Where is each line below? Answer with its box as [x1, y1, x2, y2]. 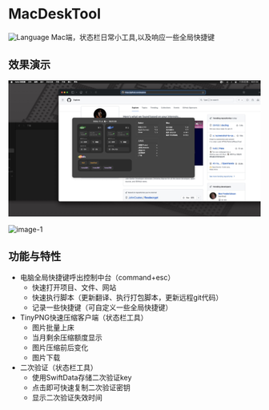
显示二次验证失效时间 [31, 392, 102, 402]
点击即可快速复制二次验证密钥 [31, 382, 130, 392]
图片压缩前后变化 [31, 342, 89, 352]
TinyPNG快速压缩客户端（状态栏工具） [19, 312, 148, 322]
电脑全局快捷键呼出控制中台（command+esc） [19, 272, 175, 282]
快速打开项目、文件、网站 [31, 282, 117, 292]
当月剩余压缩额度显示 [31, 332, 102, 342]
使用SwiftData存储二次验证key [31, 372, 132, 382]
